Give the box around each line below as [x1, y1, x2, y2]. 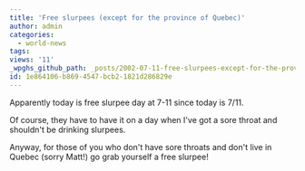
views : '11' [9, 55, 54, 64]
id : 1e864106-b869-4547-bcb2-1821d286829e [9, 72, 172, 81]
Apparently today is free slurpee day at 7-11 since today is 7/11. [9, 97, 244, 108]
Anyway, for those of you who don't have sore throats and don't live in [9, 141, 272, 152]
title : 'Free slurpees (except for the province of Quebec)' [9, 13, 246, 23]
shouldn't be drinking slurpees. [9, 124, 126, 135]
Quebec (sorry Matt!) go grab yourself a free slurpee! [9, 151, 209, 162]
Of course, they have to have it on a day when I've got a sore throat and [9, 114, 278, 125]
